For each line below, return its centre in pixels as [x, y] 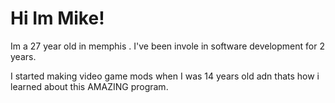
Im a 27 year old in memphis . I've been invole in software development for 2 [167, 46]
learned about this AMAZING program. [89, 86]
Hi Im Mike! [57, 18]
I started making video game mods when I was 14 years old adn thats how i [165, 76]
